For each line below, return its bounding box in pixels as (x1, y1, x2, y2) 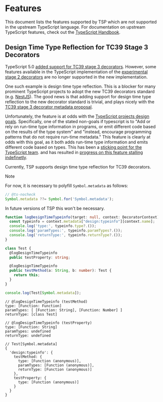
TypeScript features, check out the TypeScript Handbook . (5, 29, 121, 35)
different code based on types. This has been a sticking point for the (5, 144, 142, 150)
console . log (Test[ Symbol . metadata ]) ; (5, 290, 81, 295)
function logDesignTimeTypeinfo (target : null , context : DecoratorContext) (5, 215, 160, 219)
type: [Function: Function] (5, 303, 62, 308)
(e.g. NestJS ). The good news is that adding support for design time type (5, 93, 151, 99)
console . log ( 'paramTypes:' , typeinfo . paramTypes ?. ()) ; (9, 228, 123, 233)
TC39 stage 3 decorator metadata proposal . (5, 104, 93, 109)
